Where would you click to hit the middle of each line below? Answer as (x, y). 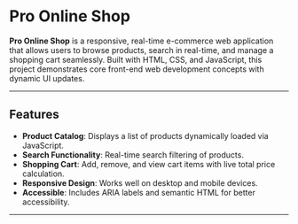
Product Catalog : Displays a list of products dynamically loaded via (145, 135)
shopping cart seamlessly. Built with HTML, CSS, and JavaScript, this (136, 59)
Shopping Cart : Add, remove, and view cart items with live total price (149, 164)
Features (34, 115)
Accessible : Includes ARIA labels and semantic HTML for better (138, 192)
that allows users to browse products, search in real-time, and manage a (141, 50)
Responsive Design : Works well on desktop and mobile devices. (140, 182)
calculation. (43, 174)
